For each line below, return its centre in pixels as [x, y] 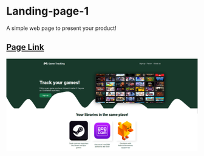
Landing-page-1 [48, 11]
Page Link [25, 47]
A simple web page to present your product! [61, 28]
